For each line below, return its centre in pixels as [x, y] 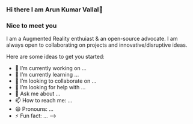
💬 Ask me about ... [38, 94]
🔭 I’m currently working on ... [51, 68]
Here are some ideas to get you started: [56, 57]
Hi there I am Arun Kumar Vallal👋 [55, 10]
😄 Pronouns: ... [34, 109]
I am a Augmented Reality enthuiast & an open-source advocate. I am [92, 39]
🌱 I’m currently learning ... [47, 75]
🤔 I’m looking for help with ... [50, 87]
